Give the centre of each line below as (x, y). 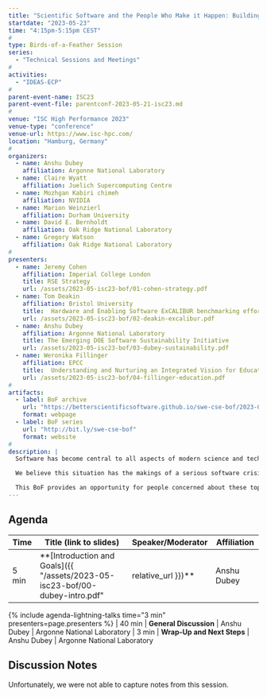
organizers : (28, 156)
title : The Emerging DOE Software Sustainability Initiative (126, 341)
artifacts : (26, 393)
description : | (33, 451)
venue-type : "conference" (51, 126)
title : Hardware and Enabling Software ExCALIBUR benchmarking (131, 311)
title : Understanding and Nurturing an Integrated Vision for (130, 370)
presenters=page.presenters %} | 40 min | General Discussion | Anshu (125, 623)
